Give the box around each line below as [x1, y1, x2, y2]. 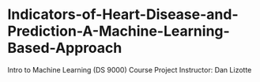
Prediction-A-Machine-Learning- [7, 22, 230, 40]
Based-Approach [7, 39, 122, 57]
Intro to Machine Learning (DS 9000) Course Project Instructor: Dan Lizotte [7, 65, 252, 74]
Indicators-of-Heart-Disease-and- [7, 6, 239, 24]
